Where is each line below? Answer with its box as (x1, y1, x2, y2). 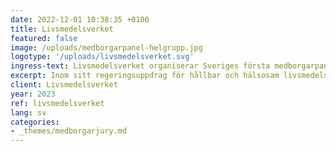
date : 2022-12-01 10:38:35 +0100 (10, 14, 150, 25)
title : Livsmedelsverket (10, 24, 114, 34)
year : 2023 (10, 89, 56, 99)
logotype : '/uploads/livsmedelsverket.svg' (10, 52, 195, 62)
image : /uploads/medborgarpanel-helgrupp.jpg (10, 42, 203, 53)
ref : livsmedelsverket (10, 98, 105, 108)
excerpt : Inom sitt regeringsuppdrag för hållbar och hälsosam (10, 71, 280, 81)
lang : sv (10, 107, 47, 118)
